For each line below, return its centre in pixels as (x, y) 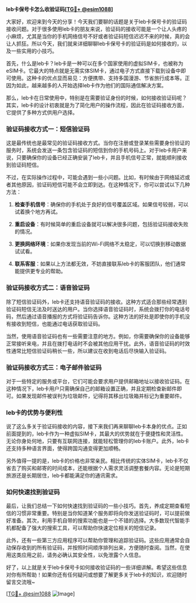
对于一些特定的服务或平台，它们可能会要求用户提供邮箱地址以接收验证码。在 (98, 381)
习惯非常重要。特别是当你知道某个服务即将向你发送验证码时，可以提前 (100, 513)
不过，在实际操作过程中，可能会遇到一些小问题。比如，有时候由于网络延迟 (95, 178)
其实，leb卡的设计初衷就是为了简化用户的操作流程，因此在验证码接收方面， (97, 105)
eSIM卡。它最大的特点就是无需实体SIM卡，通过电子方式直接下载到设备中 (93, 71)
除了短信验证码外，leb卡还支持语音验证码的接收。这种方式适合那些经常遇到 (97, 302)
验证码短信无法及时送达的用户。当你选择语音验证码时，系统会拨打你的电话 (95, 309)
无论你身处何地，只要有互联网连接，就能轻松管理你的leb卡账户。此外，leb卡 (98, 441)
